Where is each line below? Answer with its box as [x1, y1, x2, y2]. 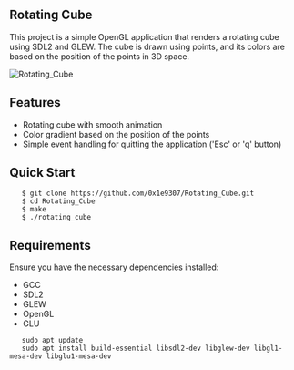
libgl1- [253, 344, 283, 354]
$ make [21, 205, 47, 214]
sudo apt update [21, 336, 84, 345]
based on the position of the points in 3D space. [9, 50, 189, 62]
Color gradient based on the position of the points [22, 128, 210, 139]
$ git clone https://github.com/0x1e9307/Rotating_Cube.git [21, 189, 255, 199]
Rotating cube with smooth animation [22, 118, 163, 130]
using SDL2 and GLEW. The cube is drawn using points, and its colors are [9, 41, 285, 52]
